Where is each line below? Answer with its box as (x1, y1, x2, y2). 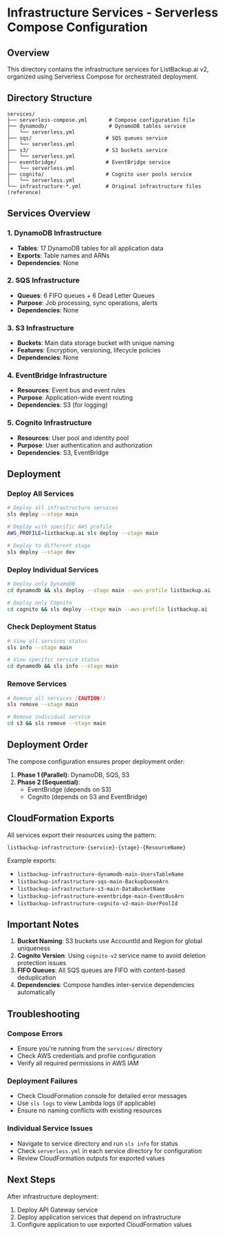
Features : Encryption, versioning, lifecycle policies (17, 346, 161, 355)
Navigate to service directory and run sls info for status (17, 1139, 178, 1148)
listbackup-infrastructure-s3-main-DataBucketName (17, 885, 166, 892)
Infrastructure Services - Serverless (7, 5, 219, 21)
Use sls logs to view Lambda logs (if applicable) (17, 1099, 156, 1108)
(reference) (7, 189, 41, 196)
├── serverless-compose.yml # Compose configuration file (7, 116, 195, 123)
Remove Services (7, 679, 67, 689)
